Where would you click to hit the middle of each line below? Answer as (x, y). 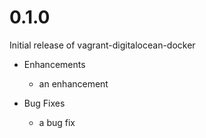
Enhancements (54, 64)
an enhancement (73, 83)
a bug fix (57, 122)
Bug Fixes (44, 103)
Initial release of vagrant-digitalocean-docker (102, 45)
